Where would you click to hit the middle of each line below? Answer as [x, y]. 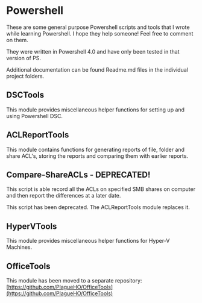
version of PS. [24, 58]
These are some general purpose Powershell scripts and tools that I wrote [98, 27]
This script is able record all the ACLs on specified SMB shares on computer [101, 189]
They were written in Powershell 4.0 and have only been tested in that [93, 51]
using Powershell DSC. [35, 116]
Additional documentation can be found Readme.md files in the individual [97, 69]
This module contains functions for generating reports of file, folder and [96, 149]
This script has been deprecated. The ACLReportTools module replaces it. [98, 207]
